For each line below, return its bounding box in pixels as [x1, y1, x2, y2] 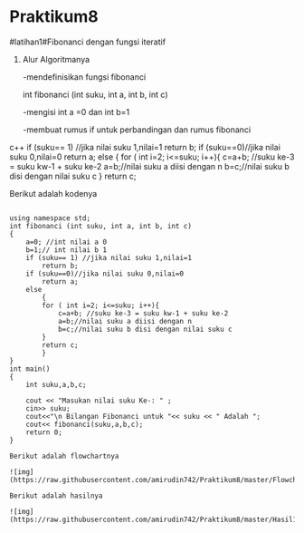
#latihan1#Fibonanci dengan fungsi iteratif [9, 36, 166, 47]
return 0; [25, 428, 63, 437]
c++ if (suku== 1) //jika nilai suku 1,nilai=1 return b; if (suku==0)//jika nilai [9, 141, 280, 152]
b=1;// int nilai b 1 [25, 245, 107, 255]
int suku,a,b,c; [25, 380, 88, 389]
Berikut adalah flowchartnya [9, 451, 119, 460]
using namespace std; [9, 213, 91, 223]
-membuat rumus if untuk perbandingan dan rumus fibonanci [22, 124, 252, 135]
